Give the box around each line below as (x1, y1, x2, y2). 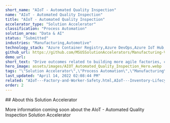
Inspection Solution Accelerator (5, 112, 71, 118)
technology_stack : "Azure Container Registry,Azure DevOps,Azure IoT (5, 45, 155, 50)
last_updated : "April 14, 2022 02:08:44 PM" (5, 73, 101, 78)
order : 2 (5, 83, 24, 88)
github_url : (5, 50, 30, 55)
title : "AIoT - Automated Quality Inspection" (5, 17, 105, 22)
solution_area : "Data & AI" (5, 31, 65, 36)
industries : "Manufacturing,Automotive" (5, 40, 92, 46)
